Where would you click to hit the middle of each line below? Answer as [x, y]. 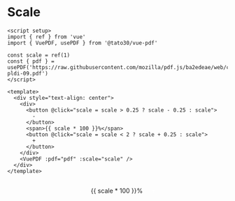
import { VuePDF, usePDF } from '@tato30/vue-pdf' [83, 43]
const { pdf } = [31, 61]
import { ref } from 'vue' [47, 37]
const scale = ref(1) [39, 55]
